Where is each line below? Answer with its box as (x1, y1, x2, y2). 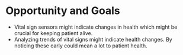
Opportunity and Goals (5, 4, 121, 18)
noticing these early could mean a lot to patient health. (14, 42, 147, 49)
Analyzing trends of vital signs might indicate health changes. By (14, 36, 172, 43)
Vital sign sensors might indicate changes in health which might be (14, 23, 178, 30)
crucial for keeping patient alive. (14, 29, 93, 36)
